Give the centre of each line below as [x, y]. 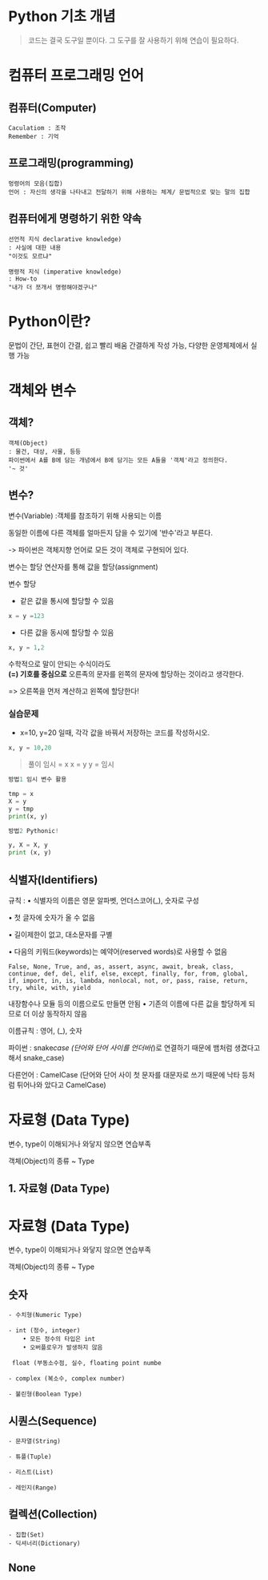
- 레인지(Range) [33, 1488]
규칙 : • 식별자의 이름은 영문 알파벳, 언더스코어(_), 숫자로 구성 [104, 901]
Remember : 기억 [34, 136]
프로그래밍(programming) [71, 163]
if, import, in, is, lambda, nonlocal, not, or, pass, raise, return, [128, 981]
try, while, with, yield [50, 988]
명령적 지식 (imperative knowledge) [65, 272]
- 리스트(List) [31, 1472]
